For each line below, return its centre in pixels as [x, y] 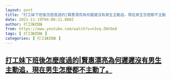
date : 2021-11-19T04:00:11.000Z [39, 19]
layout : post [19, 10]
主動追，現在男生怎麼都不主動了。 [59, 70]
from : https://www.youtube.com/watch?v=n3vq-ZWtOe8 [61, 29]
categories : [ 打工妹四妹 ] [33, 39]
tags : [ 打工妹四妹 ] [26, 34]
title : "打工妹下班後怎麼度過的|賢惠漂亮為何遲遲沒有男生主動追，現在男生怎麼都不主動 [86, 15]
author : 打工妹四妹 [24, 24]
